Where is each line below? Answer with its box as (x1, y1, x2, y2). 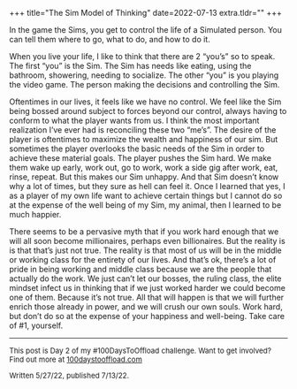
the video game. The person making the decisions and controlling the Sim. (9, 80, 280, 89)
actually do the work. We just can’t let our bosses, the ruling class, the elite (9, 273, 282, 284)
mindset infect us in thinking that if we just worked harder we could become (9, 283, 286, 293)
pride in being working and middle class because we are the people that (9, 264, 272, 274)
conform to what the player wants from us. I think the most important (9, 115, 260, 126)
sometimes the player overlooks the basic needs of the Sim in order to (9, 143, 265, 154)
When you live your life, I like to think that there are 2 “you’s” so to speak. (9, 51, 276, 61)
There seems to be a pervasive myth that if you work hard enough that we (9, 226, 279, 237)
